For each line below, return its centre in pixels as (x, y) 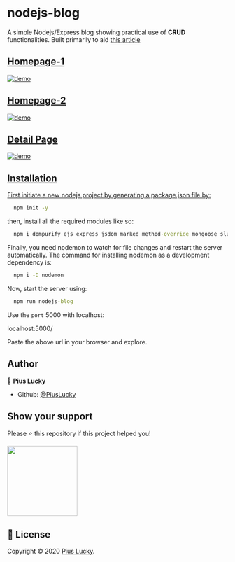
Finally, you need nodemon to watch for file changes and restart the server (115, 247)
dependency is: (30, 262)
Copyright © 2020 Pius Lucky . (51, 552)
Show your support (50, 416)
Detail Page (33, 139)
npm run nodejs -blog (43, 301)
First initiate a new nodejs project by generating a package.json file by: (109, 195)
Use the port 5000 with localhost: (56, 315)
